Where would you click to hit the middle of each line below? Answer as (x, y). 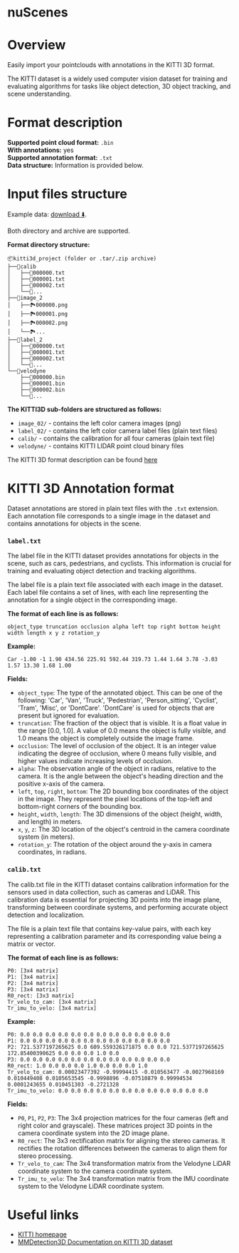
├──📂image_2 (25, 298)
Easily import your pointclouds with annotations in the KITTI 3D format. (111, 65)
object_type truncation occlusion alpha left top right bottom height (114, 627)
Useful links (43, 1215)
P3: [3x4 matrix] (33, 990)
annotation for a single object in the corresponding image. (92, 600)
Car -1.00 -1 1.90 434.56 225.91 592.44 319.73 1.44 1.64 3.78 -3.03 (113, 660)
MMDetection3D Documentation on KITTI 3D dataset (95, 1242)
